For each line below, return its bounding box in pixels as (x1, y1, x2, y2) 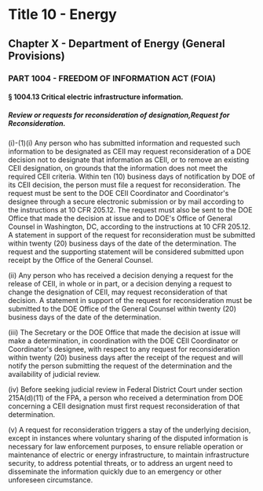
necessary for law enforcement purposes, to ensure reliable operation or (8, 442, 243, 452)
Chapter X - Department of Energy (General (8, 37, 225, 50)
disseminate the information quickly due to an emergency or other (8, 467, 222, 477)
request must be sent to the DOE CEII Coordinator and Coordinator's (8, 189, 229, 198)
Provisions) (8, 49, 65, 62)
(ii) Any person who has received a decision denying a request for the (8, 271, 234, 280)
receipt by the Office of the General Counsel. (8, 256, 154, 265)
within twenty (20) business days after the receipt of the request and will (8, 353, 243, 363)
